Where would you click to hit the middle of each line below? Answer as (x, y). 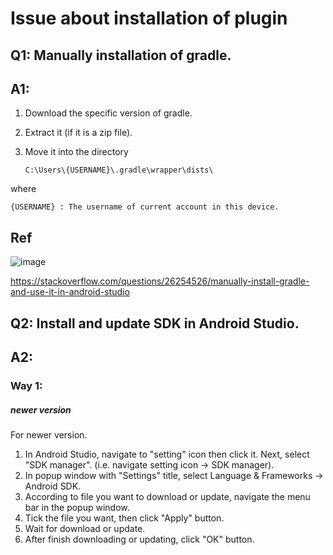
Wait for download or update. (85, 528)
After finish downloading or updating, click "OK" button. (139, 539)
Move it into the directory (76, 152)
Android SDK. (53, 486)
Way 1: (26, 385)
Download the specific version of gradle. (108, 113)
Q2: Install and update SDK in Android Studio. (155, 323)
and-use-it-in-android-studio (70, 292)
